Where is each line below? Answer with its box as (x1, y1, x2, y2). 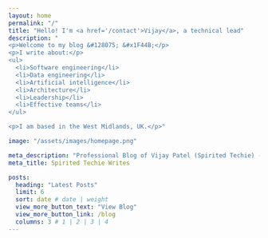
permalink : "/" (8, 19, 59, 27)
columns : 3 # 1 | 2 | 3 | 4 (15, 217, 109, 226)
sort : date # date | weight (15, 196, 109, 204)
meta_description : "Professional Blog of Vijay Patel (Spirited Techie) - (8, 151, 262, 160)
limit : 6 (15, 188, 45, 196)
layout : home (8, 11, 52, 20)
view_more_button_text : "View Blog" (15, 203, 137, 212)
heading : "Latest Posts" (15, 180, 98, 188)
